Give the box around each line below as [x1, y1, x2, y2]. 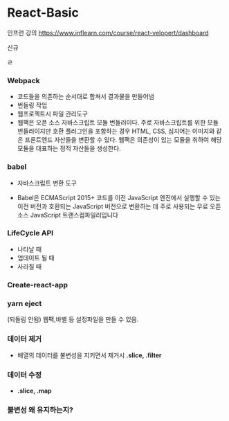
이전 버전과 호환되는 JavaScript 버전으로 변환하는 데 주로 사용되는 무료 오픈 [17, 202, 221, 210]
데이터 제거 [7, 334, 42, 343]
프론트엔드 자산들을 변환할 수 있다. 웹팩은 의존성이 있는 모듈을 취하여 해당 [24, 136, 223, 144]
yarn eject [7, 298, 42, 308]
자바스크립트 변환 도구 [17, 179, 77, 187]
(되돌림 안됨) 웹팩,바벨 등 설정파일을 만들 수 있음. [7, 315, 139, 323]
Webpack [7, 75, 40, 85]
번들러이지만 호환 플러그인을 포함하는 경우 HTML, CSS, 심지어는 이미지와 [17, 127, 215, 136]
